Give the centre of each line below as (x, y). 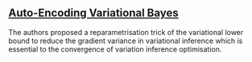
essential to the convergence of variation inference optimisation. (115, 49)
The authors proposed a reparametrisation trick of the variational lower (126, 32)
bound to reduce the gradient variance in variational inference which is (126, 41)
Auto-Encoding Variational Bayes (93, 13)
